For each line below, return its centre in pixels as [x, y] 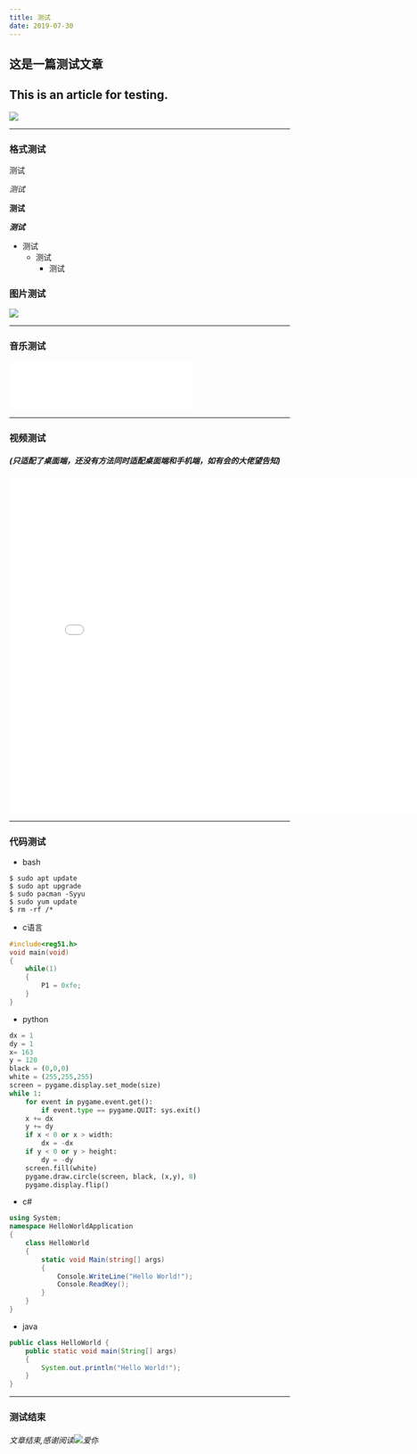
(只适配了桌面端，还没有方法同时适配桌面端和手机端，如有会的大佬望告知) [145, 461]
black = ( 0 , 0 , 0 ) [39, 1069]
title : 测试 [30, 17]
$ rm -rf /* [31, 909]
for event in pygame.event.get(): [89, 1102]
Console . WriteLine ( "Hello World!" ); [125, 1276]
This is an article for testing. [89, 95]
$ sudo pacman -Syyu [48, 894]
